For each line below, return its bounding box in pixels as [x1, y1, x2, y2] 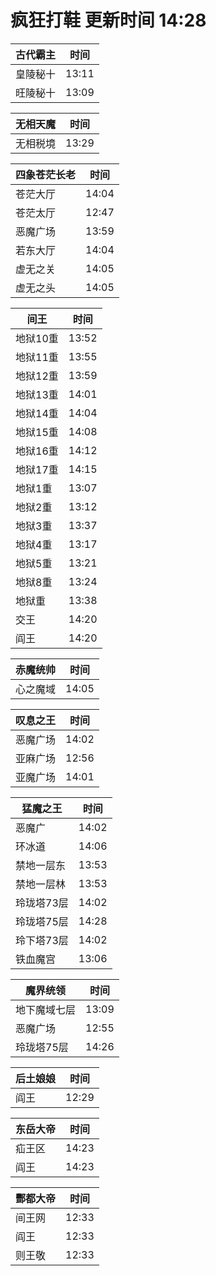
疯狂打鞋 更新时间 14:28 [10, 9, 207, 32]
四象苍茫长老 [15, 167, 77, 181]
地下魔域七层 [15, 1002, 77, 1016]
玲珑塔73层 [15, 896, 69, 910]
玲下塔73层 [15, 933, 69, 947]
